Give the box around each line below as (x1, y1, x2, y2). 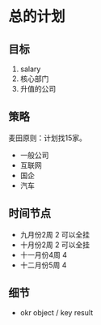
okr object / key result (19, 308, 94, 318)
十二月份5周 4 (19, 260, 67, 270)
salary (19, 64, 41, 74)
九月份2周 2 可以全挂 (19, 229, 90, 239)
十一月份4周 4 (19, 250, 67, 259)
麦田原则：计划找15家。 (8, 133, 86, 143)
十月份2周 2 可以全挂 (19, 240, 90, 250)
